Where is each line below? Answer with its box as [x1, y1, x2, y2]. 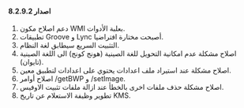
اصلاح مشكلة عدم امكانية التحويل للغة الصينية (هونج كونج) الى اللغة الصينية [19, 49, 237, 58]
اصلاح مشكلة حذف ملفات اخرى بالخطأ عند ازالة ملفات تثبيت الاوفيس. [19, 83, 224, 92]
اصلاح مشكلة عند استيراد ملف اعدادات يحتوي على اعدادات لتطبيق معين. [19, 65, 231, 75]
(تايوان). [19, 58, 44, 67]
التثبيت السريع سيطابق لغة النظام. [19, 40, 120, 50]
